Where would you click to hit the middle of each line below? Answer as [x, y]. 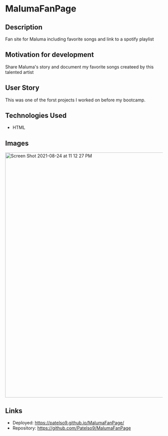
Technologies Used [36, 116]
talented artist [19, 72]
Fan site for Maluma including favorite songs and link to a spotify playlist [79, 39]
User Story [22, 88]
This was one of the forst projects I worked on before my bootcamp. [75, 100]
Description [24, 27]
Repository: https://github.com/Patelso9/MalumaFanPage [71, 428]
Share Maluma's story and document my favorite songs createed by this [79, 67]
